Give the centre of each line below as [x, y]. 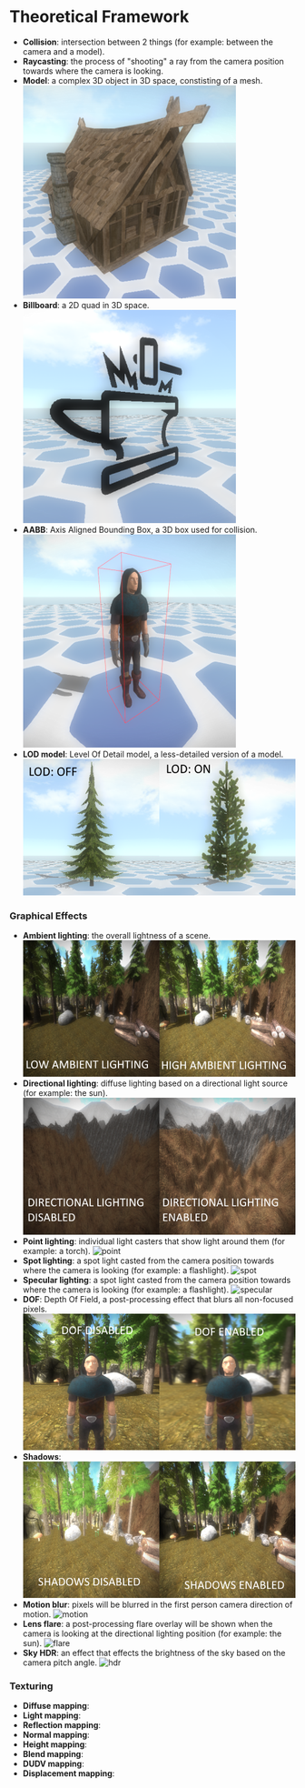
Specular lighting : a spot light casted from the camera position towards [157, 1280]
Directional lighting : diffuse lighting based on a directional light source [155, 1083]
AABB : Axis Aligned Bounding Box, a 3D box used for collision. [140, 529]
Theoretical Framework [99, 17]
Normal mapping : [56, 1735]
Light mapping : [52, 1715]
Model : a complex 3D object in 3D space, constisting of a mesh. [143, 80]
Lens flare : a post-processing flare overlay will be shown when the [148, 1623]
